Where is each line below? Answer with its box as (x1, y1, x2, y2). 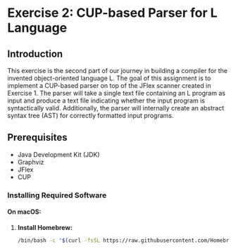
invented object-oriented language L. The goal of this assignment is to (7, 74, 211, 82)
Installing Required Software (7, 190, 107, 200)
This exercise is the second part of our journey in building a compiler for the (7, 67, 228, 75)
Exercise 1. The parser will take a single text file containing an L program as (7, 89, 225, 97)
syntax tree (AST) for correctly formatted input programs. (7, 111, 174, 120)
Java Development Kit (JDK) (17, 150, 100, 159)
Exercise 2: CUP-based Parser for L (7, 5, 218, 21)
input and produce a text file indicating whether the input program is (7, 96, 206, 105)
